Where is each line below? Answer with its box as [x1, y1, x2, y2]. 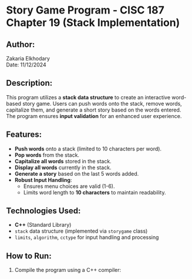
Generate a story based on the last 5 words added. [14, 170, 139, 177]
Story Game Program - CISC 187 [6, 4, 164, 17]
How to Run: [6, 251, 52, 261]
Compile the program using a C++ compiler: [14, 267, 122, 274]
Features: [6, 130, 42, 140]
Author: [6, 39, 35, 49]
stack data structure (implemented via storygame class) [14, 227, 148, 235]
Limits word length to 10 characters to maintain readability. [23, 189, 166, 196]
